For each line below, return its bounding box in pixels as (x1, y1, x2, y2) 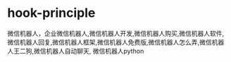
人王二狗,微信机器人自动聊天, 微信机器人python (7, 46, 144, 55)
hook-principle (7, 5, 96, 21)
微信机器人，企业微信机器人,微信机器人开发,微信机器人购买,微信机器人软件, (7, 29, 225, 37)
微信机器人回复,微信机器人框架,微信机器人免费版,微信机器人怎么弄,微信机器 (7, 37, 225, 46)
